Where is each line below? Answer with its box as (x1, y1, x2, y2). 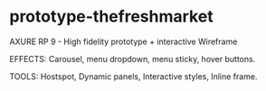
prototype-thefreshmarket (9, 6, 214, 27)
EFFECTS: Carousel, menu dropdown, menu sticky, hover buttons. (9, 53, 256, 64)
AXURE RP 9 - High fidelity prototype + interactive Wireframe (9, 36, 238, 47)
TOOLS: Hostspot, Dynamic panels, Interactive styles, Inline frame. (9, 70, 258, 82)
